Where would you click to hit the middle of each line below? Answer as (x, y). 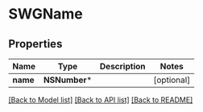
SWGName (46, 14)
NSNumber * (68, 80)
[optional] (172, 80)
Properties (35, 44)
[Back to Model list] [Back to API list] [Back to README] (101, 100)
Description (122, 66)
